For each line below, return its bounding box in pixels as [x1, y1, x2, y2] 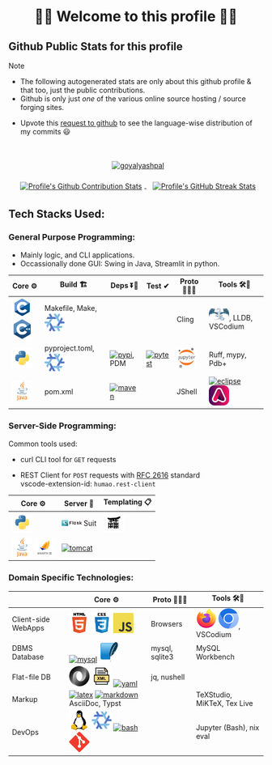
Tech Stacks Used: [8, 207, 105, 221]
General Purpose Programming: [8, 232, 136, 243]
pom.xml [44, 387, 74, 397]
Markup [11, 694, 38, 703]
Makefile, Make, [44, 304, 97, 313]
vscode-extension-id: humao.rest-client [19, 478, 156, 488]
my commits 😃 [19, 127, 71, 136]
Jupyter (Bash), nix [195, 723, 260, 733]
